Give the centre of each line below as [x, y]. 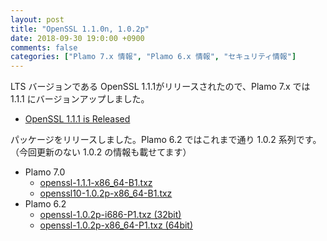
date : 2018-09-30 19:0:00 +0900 [77, 38]
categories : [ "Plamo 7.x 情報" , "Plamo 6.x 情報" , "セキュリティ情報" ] [153, 57]
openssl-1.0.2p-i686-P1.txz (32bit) [110, 215]
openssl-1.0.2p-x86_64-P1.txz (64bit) [116, 225]
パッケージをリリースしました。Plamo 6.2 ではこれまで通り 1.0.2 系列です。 [166, 140]
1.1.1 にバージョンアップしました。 [80, 99]
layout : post [37, 19]
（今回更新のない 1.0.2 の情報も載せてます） [101, 152]
